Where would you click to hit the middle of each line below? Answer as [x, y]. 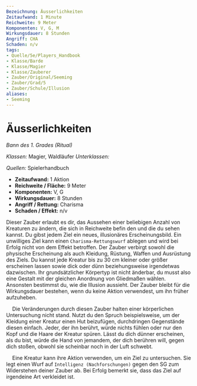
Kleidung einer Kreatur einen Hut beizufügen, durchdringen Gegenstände [95, 321]
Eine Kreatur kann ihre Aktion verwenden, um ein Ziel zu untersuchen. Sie [102, 358]
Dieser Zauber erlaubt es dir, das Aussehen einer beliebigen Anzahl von [93, 222]
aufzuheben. [22, 297]
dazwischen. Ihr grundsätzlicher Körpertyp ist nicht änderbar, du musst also [98, 272]
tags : [13, 50]
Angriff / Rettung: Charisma [49, 204]
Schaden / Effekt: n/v [41, 211]
